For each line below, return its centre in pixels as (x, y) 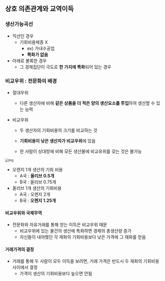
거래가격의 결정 (20, 249)
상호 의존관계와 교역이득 (39, 9)
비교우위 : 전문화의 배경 (31, 81)
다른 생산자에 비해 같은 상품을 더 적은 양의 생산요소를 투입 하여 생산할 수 (87, 103)
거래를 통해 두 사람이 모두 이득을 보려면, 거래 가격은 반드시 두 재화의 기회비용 (86, 261)
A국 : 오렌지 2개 (35, 194)
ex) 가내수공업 (41, 48)
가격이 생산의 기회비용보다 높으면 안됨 (56, 274)
